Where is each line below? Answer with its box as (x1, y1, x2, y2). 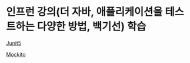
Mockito (6, 51, 26, 58)
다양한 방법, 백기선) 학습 (36, 20, 146, 33)
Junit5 (6, 39, 22, 47)
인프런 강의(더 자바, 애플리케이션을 (6, 5, 163, 19)
